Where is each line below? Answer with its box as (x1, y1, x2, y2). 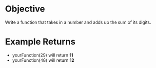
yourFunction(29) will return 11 (12, 52, 74, 58)
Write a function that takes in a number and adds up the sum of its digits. (5, 19, 151, 25)
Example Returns (5, 36, 76, 47)
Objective (5, 3, 45, 14)
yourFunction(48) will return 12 (12, 57, 75, 63)
